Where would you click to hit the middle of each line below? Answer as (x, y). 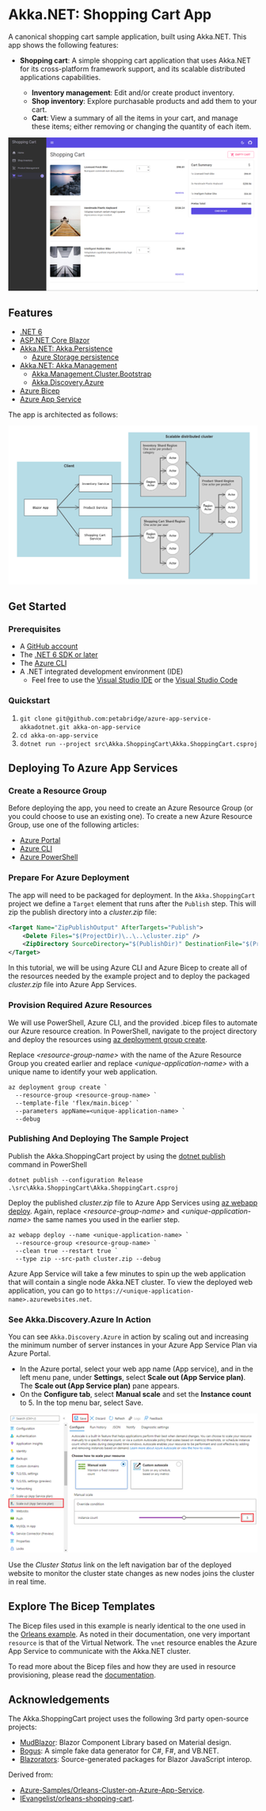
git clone (36, 719)
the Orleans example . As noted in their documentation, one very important (129, 1634)
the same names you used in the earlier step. (106, 1219)
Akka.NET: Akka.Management (68, 366)
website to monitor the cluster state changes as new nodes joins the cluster (131, 1573)
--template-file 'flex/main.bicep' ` (78, 1103)
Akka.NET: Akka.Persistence (66, 349)
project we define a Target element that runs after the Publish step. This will (132, 903)
